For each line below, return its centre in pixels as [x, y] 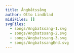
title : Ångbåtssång [26, 10]
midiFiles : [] [20, 19]
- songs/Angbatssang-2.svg [38, 33]
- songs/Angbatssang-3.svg [38, 38]
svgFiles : [16, 24]
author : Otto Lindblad [29, 15]
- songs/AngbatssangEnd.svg [40, 43]
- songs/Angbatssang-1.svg [38, 29]
